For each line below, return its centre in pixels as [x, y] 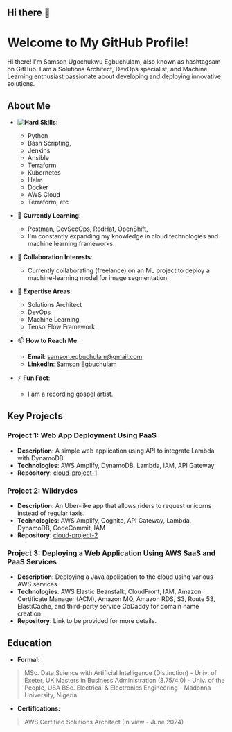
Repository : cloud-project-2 [57, 535]
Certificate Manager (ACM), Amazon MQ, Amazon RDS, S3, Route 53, [116, 599]
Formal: [28, 660]
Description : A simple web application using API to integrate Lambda [116, 451]
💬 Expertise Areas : [45, 291]
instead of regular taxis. [51, 513]
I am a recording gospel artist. [70, 394]
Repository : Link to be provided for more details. [87, 621]
